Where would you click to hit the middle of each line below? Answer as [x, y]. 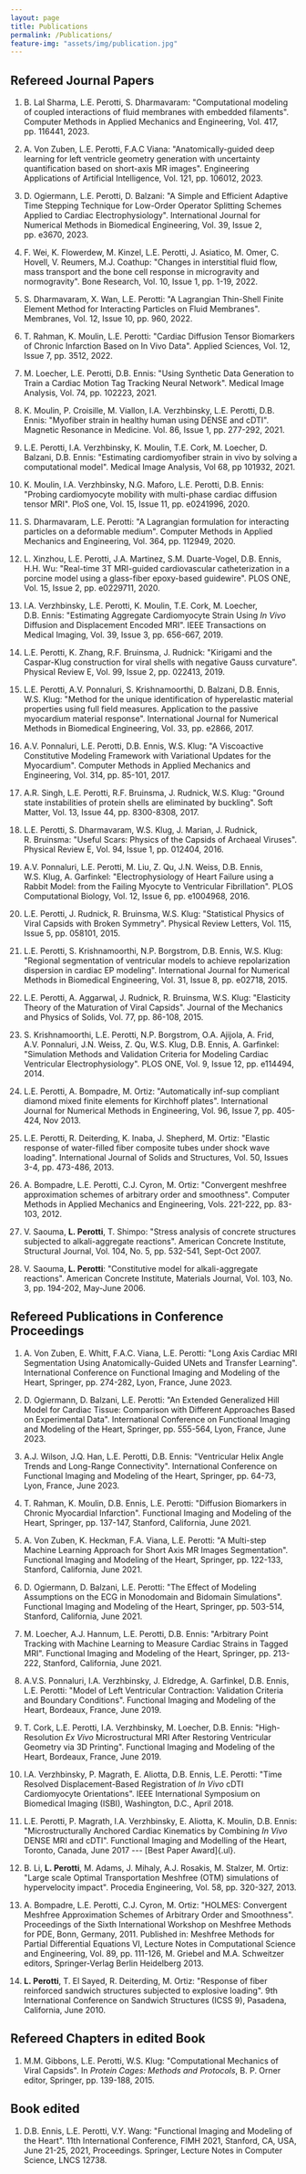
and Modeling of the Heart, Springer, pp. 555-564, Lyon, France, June [154, 1429]
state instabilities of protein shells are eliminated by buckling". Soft [148, 803]
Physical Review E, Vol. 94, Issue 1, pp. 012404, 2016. [123, 849]
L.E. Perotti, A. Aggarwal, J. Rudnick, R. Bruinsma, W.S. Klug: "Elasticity [157, 998]
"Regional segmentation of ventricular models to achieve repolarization [157, 961]
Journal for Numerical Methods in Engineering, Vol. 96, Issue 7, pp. [149, 1111]
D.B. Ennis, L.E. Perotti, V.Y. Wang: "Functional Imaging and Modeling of [158, 2131]
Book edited [45, 2109]
